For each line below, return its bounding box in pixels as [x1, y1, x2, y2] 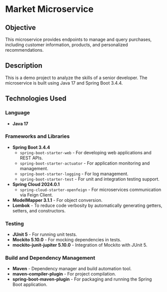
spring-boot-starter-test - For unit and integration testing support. [19, 176, 160, 182]
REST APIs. [19, 155, 43, 161]
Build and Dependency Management [5, 255, 96, 262]
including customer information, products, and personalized [5, 42, 128, 48]
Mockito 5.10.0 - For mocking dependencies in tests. [12, 237, 122, 243]
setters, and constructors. [12, 207, 66, 213]
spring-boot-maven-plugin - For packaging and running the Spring [12, 276, 152, 282]
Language [5, 109, 30, 116]
